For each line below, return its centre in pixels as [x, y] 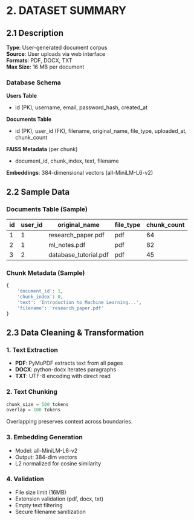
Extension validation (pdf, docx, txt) [59, 499]
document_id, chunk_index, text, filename [67, 161]
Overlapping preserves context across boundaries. [70, 422]
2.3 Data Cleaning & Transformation [75, 332]
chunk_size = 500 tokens [37, 404]
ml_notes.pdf [67, 245]
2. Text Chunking [32, 392]
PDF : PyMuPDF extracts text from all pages [69, 363]
